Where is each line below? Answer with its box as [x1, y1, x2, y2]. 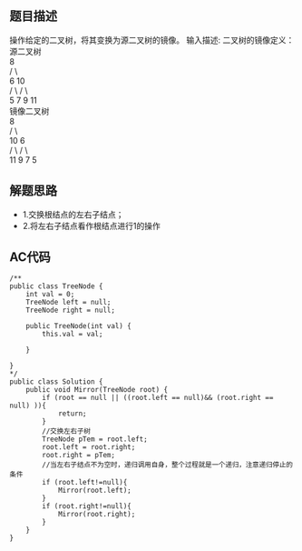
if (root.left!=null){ [42, 478, 128, 487]
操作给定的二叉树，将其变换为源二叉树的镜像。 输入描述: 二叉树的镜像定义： [9, 35, 295, 45]
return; [57, 409, 88, 418]
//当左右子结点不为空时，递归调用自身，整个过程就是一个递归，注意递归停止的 [42, 460, 293, 470]
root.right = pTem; [42, 451, 116, 460]
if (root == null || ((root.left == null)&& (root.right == [42, 394, 274, 403]
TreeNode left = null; [25, 298, 112, 307]
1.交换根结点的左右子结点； [22, 208, 124, 220]
